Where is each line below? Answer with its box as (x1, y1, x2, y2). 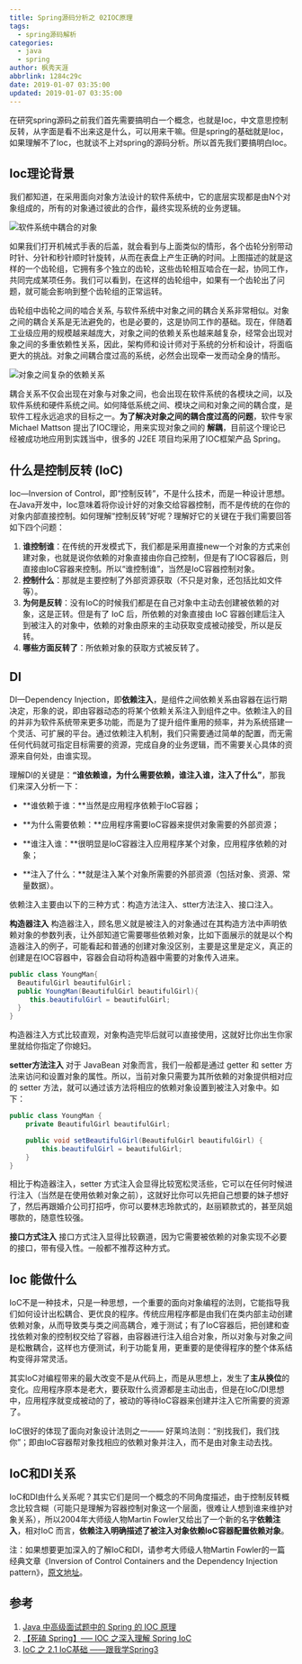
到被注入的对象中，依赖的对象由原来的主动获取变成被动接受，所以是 (22, 620, 275, 631)
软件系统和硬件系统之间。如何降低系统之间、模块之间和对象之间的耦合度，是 (9, 400, 293, 411)
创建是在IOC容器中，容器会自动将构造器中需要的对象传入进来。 (9, 951, 244, 962)
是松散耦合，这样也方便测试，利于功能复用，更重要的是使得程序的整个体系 (9, 1342, 285, 1353)
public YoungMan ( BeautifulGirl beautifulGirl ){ (17, 987, 200, 996)
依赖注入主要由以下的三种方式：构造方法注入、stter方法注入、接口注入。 (9, 898, 279, 910)
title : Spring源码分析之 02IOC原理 (9, 13, 133, 23)
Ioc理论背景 (9, 166, 75, 181)
